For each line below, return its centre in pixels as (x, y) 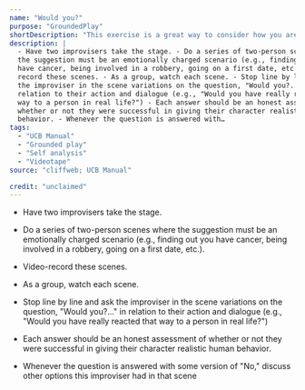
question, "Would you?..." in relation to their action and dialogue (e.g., (152, 312)
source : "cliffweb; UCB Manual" (70, 170)
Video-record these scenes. (75, 267)
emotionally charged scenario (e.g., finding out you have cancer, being (155, 240)
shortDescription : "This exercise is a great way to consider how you (146, 35)
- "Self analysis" (53, 153)
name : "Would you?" (46, 18)
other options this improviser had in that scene (109, 376)
